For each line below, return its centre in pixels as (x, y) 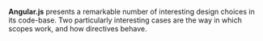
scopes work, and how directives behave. (78, 29)
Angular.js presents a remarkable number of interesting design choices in (131, 12)
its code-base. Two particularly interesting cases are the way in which (125, 20)
